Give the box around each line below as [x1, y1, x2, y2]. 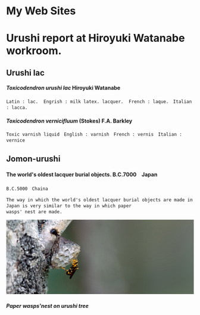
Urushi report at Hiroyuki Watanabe [6, 32, 185, 45]
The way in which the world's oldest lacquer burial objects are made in [6, 197, 193, 203]
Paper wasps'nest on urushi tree [6, 302, 89, 309]
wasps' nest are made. [6, 208, 62, 215]
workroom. [6, 44, 62, 58]
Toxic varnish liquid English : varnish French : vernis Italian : [6, 132, 183, 138]
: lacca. [6, 104, 28, 111]
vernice [6, 138, 26, 144]
